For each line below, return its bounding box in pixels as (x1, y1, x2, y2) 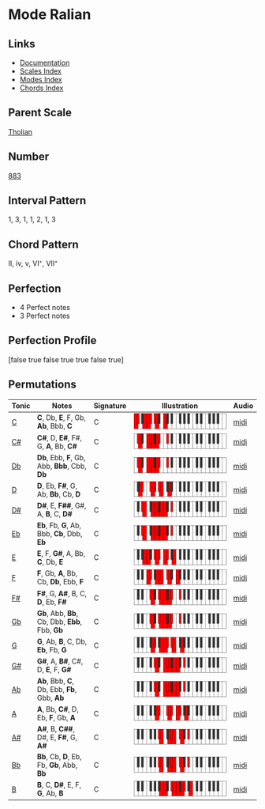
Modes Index (19, 75, 62, 84)
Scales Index (19, 66, 62, 76)
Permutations (8, 378, 77, 391)
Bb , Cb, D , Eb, (36, 752, 82, 762)
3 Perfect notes (19, 311, 71, 321)
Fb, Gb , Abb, (36, 761, 78, 770)
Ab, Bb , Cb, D (36, 489, 81, 499)
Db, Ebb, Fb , (36, 685, 77, 694)
